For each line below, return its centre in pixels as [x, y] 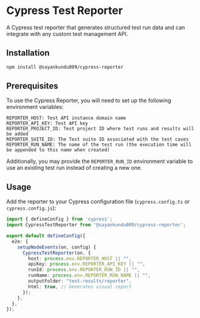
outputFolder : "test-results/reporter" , [80, 281]
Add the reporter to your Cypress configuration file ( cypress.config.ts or [98, 202]
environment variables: [35, 107]
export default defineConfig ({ [46, 236]
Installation [28, 53]
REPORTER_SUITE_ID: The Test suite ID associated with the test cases [98, 140]
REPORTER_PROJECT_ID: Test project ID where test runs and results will [100, 129]
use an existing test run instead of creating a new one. [74, 168]
